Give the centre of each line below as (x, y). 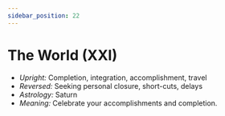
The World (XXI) (63, 55)
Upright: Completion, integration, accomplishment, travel (113, 78)
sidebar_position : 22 (44, 16)
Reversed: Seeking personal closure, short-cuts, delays (110, 86)
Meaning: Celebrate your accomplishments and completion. (118, 103)
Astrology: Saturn (48, 94)
